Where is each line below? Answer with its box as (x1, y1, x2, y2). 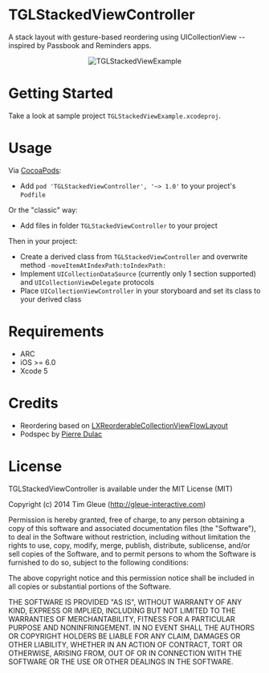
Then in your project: (8, 236, 78, 245)
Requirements (8, 322, 104, 340)
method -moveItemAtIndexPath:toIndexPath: (19, 260, 167, 270)
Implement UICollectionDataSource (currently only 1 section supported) (19, 269, 257, 278)
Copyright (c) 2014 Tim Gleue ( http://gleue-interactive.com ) (8, 499, 206, 509)
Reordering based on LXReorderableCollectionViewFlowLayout (19, 420, 229, 430)
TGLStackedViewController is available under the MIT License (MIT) (8, 484, 233, 493)
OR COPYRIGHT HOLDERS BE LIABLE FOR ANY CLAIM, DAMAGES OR (8, 631, 241, 641)
